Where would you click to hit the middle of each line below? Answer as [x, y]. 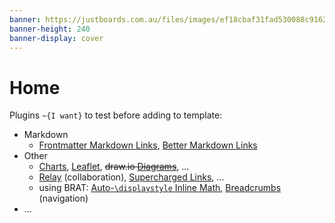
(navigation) [63, 198]
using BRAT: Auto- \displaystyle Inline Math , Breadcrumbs [160, 188]
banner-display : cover [56, 38]
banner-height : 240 [50, 29]
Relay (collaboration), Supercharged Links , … [131, 177]
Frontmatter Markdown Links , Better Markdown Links [148, 145]
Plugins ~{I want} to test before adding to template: [116, 115]
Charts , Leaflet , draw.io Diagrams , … [114, 167]
